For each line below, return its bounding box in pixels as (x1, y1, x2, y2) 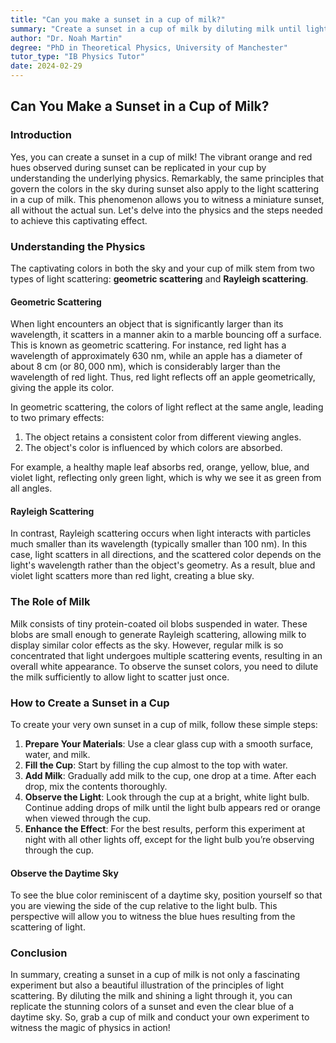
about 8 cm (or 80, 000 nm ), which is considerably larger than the (10, 361, 281, 373)
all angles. (10, 482, 53, 495)
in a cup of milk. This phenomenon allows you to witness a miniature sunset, (10, 193, 325, 205)
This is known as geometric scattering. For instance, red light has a (10, 339, 287, 351)
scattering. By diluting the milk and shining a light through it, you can (10, 990, 293, 1002)
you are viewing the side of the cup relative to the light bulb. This (10, 900, 278, 912)
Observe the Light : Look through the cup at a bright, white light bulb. (24, 791, 310, 803)
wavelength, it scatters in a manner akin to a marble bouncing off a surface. (10, 329, 322, 341)
